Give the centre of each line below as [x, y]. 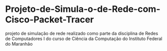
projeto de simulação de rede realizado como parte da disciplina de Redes [82, 33]
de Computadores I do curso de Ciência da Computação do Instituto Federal [84, 39]
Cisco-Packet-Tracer [49, 20]
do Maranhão [19, 44]
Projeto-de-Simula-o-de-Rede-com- [83, 9]
